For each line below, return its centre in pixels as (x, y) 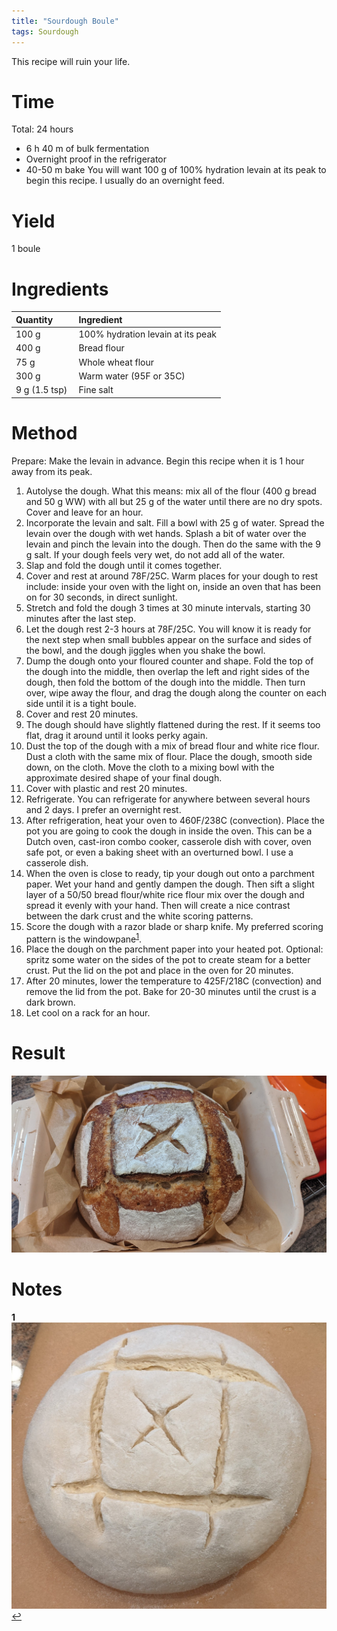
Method (44, 432)
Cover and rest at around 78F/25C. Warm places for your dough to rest (172, 576)
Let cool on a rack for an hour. (88, 1013)
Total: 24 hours (42, 129)
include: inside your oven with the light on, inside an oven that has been (173, 586)
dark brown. (50, 1002)
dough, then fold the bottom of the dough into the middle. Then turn (165, 682)
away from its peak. (52, 471)
